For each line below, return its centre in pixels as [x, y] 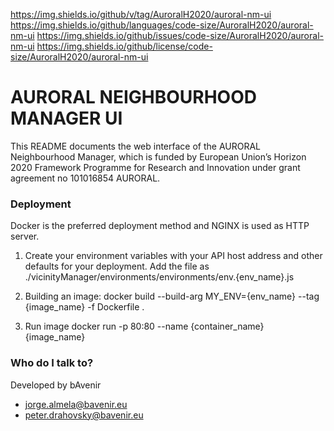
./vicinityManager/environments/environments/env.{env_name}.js [159, 277]
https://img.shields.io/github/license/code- [124, 46]
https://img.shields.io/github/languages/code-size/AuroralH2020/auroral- [162, 25]
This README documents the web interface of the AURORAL [136, 146]
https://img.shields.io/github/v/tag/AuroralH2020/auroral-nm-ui [141, 14]
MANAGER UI [66, 118]
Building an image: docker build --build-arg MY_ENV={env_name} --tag [172, 296]
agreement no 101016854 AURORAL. [85, 178]
